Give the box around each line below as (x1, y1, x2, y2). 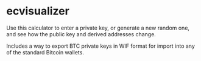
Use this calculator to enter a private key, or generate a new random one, (6, 24, 190, 31)
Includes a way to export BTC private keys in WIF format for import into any (6, 42, 195, 50)
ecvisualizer (6, 4, 70, 18)
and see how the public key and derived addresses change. (6, 30, 157, 37)
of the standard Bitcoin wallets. (6, 48, 84, 56)
